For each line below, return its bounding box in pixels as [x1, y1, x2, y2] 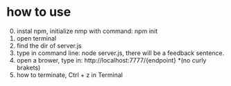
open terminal [16, 34, 57, 42]
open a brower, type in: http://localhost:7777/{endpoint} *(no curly [16, 56, 207, 64]
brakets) [16, 63, 41, 72]
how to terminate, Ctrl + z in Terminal [16, 70, 123, 79]
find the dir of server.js [16, 41, 82, 50]
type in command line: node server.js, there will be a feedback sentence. [16, 49, 225, 57]
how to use [6, 4, 71, 20]
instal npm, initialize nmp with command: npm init [16, 27, 158, 35]
